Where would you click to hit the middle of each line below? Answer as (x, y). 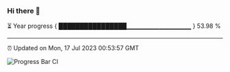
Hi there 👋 (24, 11)
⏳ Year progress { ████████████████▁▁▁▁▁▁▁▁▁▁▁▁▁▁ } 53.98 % (114, 26)
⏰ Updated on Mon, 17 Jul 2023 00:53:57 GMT (73, 48)
